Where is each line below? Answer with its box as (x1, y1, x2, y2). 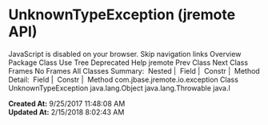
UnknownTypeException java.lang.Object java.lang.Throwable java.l (8, 83, 230, 93)
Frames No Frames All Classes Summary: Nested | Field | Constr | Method (8, 66, 260, 75)
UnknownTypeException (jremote (8, 6, 236, 24)
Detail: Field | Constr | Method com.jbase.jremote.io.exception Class (8, 75, 238, 84)
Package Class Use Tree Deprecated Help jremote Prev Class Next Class (8, 58, 249, 67)
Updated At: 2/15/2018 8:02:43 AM (8, 107, 125, 117)
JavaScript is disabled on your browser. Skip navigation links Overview (8, 49, 242, 58)
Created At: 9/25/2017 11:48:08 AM (8, 99, 126, 108)
